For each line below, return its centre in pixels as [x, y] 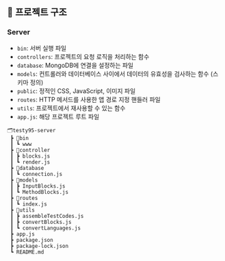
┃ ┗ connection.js [36, 174]
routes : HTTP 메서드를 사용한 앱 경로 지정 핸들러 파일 [89, 99]
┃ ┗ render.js [30, 162]
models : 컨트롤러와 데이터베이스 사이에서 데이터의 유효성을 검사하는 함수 [113, 73]
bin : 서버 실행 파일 [42, 48]
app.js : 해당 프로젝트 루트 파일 [58, 116]
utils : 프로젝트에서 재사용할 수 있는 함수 [71, 108]
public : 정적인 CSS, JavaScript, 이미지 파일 [76, 90]
